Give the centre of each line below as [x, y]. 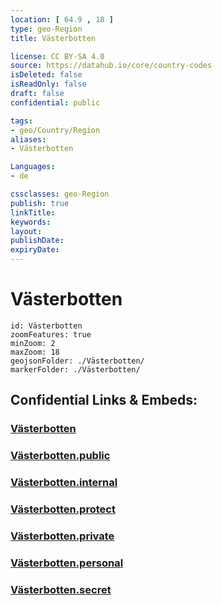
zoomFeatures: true [51, 334]
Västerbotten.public [60, 456]
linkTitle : [33, 212]
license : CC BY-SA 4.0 [57, 56]
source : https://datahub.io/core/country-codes [111, 66]
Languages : [33, 167]
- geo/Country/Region [55, 130]
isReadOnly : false [48, 84]
